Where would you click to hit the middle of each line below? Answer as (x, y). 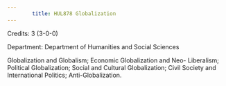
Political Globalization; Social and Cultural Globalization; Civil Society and (112, 67)
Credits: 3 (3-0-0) (33, 33)
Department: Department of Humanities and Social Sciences (93, 46)
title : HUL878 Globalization (74, 14)
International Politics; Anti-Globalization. (64, 75)
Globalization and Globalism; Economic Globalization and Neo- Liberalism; (113, 60)
